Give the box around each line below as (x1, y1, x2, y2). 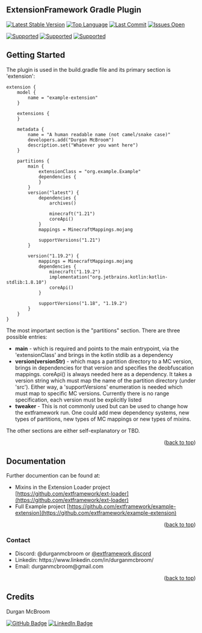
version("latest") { (28, 189, 79, 195)
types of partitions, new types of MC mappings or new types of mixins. (14, 415, 191, 423)
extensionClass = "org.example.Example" (38, 168, 141, 174)
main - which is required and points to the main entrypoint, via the (14, 345, 179, 352)
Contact (6, 536, 31, 544)
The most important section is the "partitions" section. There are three (6, 327, 180, 334)
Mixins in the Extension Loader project (14, 483, 111, 491)
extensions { (17, 110, 50, 116)
